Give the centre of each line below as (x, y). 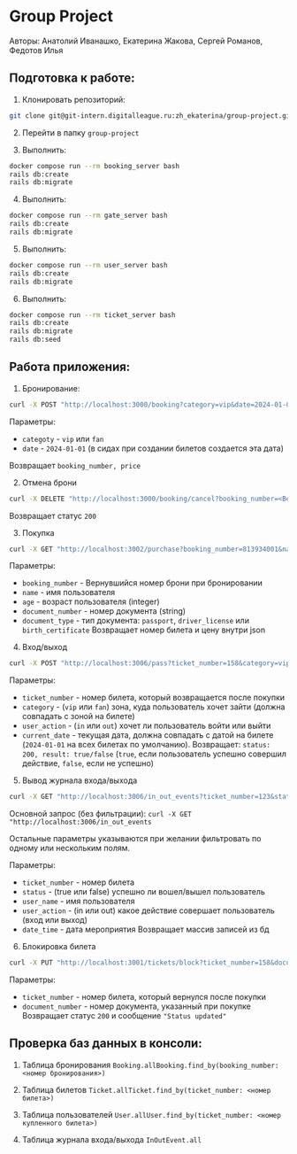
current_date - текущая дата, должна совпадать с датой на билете (148, 735)
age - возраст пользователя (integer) (91, 602)
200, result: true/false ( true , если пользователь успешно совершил (154, 754)
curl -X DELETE (37, 499)
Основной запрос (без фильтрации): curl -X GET (100, 814)
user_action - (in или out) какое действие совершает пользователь (148, 910)
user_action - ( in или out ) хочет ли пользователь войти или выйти (146, 726)
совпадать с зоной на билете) (78, 716)
